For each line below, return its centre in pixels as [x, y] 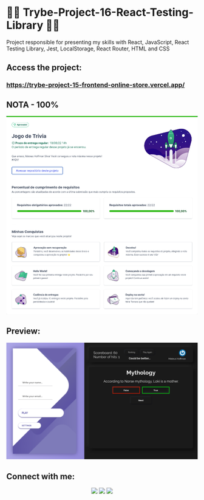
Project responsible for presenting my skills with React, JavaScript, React [98, 42]
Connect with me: [41, 476]
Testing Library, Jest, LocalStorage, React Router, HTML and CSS [88, 49]
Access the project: [44, 68]
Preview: [23, 331]
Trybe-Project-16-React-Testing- [108, 12]
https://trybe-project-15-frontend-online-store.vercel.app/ [96, 85]
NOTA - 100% [32, 105]
